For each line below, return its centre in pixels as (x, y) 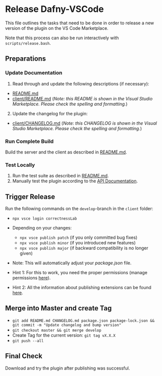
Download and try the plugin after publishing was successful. (68, 368)
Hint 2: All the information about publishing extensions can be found (82, 288)
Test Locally (20, 165)
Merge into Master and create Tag (58, 308)
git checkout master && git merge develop (57, 330)
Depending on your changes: (42, 228)
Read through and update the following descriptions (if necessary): (81, 83)
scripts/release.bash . (28, 43)
